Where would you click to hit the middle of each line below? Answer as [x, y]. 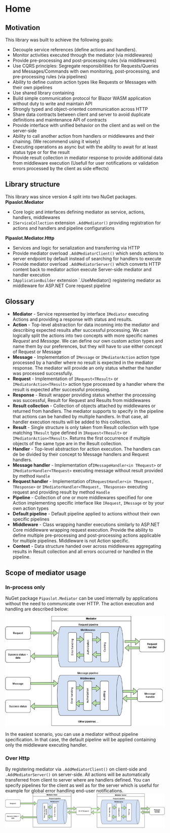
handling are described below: [37, 609]
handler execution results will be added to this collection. [72, 422]
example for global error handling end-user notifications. [64, 791]
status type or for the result [41, 152]
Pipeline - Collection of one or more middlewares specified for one [82, 497]
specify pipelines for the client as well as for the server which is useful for [82, 785]
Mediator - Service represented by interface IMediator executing [81, 314]
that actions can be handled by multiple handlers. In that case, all [80, 416]
